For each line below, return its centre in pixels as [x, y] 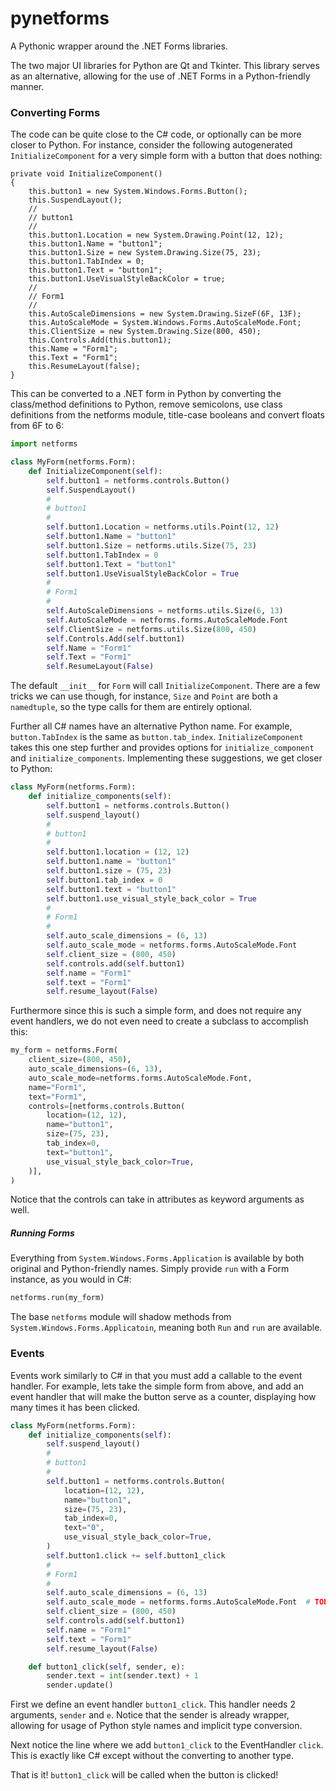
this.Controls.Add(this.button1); [100, 340]
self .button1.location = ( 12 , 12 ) [118, 852]
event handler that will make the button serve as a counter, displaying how [163, 1396]
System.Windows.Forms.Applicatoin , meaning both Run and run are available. [166, 1328]
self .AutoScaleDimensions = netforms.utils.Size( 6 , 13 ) [165, 611]
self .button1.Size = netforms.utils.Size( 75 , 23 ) [151, 545]
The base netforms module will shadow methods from [121, 1317]
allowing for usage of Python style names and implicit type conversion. [156, 1726]
